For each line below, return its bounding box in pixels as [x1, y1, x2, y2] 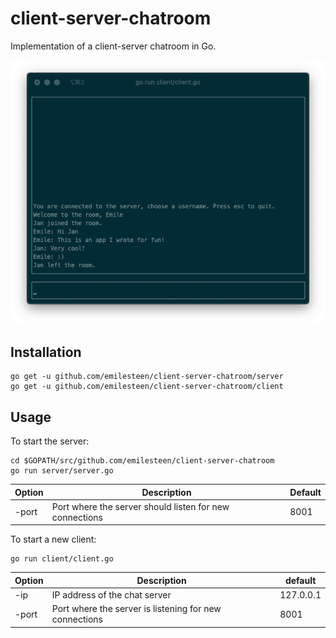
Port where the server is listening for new [51, 603, 222, 615]
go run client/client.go [10, 554, 114, 564]
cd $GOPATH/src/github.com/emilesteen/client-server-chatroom [10, 456, 275, 466]
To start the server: [10, 435, 90, 447]
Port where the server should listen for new [51, 500, 230, 512]
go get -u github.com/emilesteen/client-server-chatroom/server [10, 372, 284, 382]
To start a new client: [10, 533, 97, 546]
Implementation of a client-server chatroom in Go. [10, 40, 217, 52]
